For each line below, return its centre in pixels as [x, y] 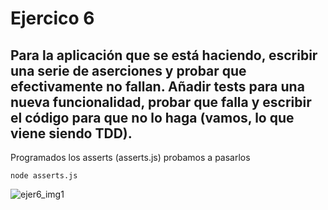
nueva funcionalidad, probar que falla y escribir [161, 102]
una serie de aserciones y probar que [128, 70]
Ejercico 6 [52, 18]
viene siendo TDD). [71, 133]
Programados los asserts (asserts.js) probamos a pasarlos [130, 157]
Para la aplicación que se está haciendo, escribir [164, 55]
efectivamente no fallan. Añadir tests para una [157, 86]
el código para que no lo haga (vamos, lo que [152, 117]
